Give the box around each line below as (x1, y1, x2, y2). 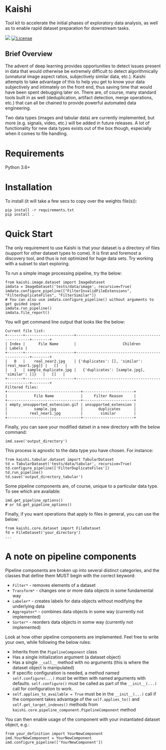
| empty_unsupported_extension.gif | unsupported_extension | (5, 402, 136, 407)
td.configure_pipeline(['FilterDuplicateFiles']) (5, 465, 110, 470)
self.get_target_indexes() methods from (12, 701, 98, 707)
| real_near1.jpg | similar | (5, 410, 136, 416)
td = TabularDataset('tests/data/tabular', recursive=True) (5, 461, 132, 466)
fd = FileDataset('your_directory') (5, 530, 81, 535)
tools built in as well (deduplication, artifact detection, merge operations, (5, 94, 153, 100)
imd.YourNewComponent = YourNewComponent (5, 735, 92, 741)
